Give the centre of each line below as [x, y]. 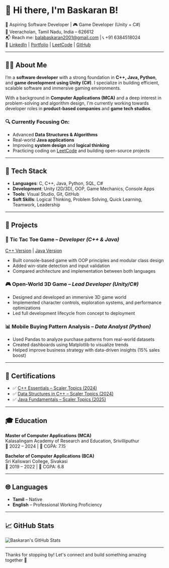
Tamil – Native [27, 499]
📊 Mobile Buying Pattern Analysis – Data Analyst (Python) [78, 327]
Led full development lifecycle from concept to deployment [74, 313]
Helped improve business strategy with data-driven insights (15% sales [86, 350]
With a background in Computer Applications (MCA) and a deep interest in [83, 98]
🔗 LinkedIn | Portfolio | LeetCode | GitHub [48, 44]
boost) [19, 355]
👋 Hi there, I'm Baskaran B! [62, 10]
